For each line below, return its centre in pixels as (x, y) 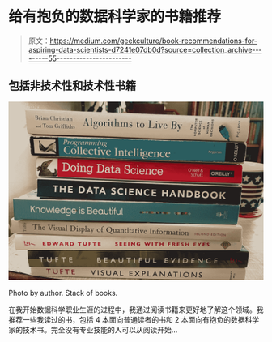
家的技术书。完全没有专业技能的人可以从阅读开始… (93, 330)
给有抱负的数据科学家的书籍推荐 (115, 17)
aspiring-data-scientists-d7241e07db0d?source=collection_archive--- (145, 49)
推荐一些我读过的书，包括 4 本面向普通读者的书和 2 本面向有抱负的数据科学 (134, 320)
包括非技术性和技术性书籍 (72, 86)
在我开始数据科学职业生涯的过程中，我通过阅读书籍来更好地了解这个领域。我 (136, 310)
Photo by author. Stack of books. (63, 293)
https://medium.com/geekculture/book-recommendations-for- (153, 41)
